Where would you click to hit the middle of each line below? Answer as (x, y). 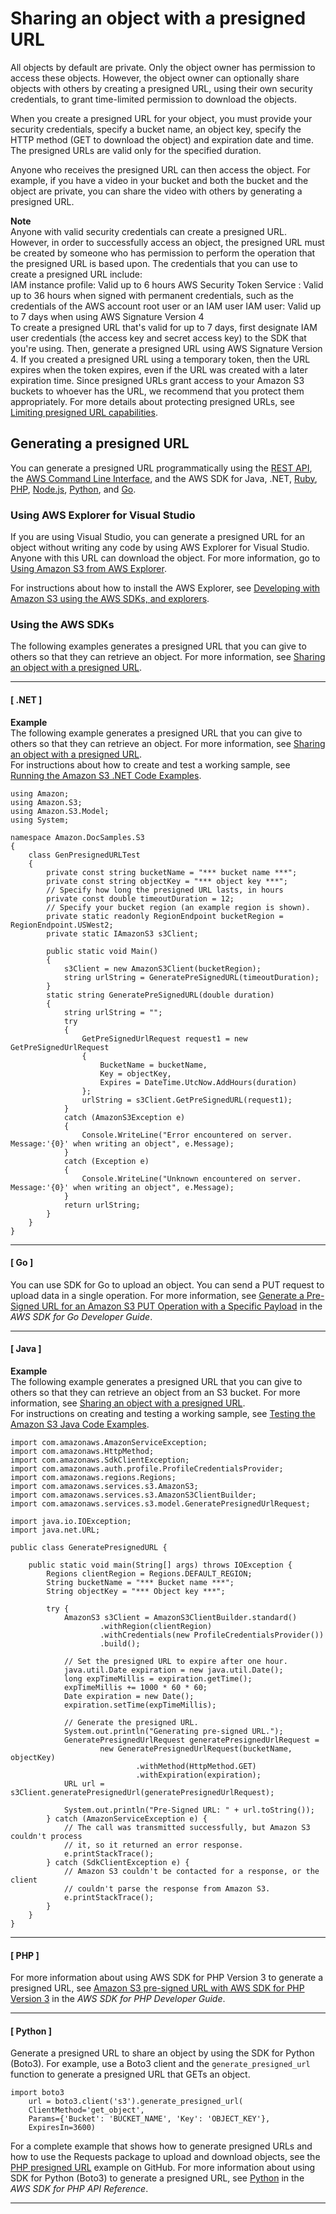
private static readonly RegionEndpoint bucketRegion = (165, 916)
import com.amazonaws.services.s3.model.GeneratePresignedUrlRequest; (160, 1503)
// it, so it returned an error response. (153, 1845)
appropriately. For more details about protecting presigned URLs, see (152, 401)
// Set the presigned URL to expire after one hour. (175, 1661)
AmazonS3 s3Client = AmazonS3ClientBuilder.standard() (180, 1617)
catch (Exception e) (106, 1161)
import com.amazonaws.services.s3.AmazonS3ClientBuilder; (133, 1495)
